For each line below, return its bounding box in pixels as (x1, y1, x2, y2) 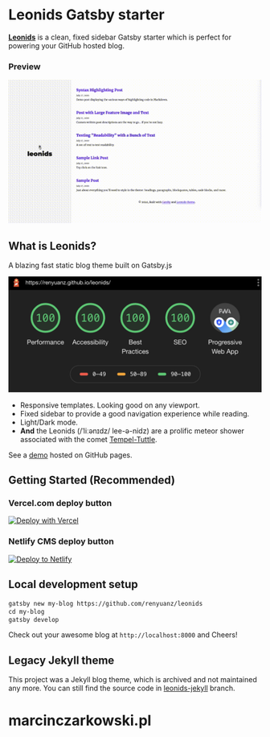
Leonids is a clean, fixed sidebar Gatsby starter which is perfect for (8, 32, 231, 42)
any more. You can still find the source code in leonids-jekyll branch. (8, 683, 235, 694)
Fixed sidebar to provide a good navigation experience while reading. (19, 408, 250, 418)
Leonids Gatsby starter (8, 6, 165, 24)
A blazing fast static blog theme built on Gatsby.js (8, 260, 173, 271)
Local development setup (8, 578, 138, 591)
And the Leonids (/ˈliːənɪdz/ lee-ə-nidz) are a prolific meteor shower (19, 425, 245, 436)
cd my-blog (8, 608, 45, 616)
